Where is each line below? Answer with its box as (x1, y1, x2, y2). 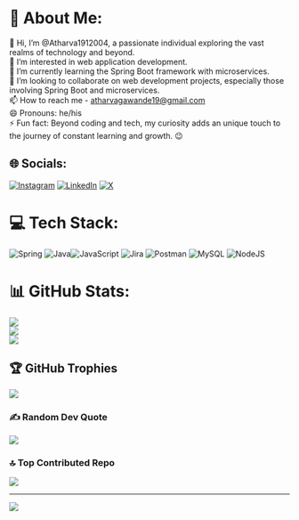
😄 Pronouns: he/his (9, 107, 83, 118)
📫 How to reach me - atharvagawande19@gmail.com (9, 94, 206, 105)
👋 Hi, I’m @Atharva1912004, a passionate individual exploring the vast (9, 37, 264, 48)
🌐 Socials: (9, 156, 68, 172)
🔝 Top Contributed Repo (9, 456, 116, 468)
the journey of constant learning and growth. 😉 (9, 130, 184, 141)
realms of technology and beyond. (9, 46, 135, 57)
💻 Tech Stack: (9, 213, 119, 232)
